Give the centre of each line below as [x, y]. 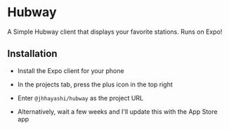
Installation [32, 54]
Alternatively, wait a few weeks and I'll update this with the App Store [117, 111]
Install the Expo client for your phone [71, 70]
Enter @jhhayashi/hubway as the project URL [80, 98]
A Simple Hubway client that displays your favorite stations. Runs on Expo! [115, 32]
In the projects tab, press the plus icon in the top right [95, 84]
